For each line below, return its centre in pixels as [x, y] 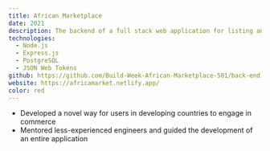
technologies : [32, 38]
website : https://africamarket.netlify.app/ [84, 83]
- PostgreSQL [37, 61]
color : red [27, 90]
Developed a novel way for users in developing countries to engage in [135, 113]
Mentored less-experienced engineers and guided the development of [136, 130]
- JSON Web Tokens [47, 68]
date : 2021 [27, 23]
